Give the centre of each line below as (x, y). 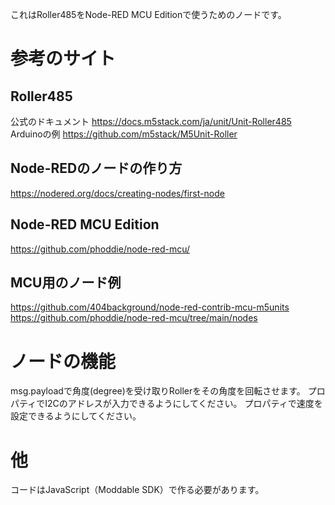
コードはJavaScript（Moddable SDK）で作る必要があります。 (137, 490)
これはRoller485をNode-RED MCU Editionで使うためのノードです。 (148, 14)
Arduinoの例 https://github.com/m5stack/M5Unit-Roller (124, 134)
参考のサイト (63, 59)
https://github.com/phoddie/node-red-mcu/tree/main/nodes (134, 318)
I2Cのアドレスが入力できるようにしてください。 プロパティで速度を (183, 404)
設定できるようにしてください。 (76, 416)
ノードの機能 (63, 361)
